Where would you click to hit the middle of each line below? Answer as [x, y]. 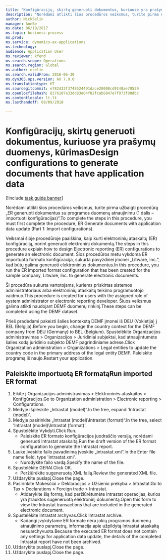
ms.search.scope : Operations [36, 61]
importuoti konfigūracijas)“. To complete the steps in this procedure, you [79, 218]
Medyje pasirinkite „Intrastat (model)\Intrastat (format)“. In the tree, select [87, 420]
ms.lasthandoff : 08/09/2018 [35, 103]
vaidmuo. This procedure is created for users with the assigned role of [77, 296]
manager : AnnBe [21, 24]
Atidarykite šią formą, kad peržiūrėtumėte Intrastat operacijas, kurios [90, 494]
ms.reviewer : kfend [26, 56]
